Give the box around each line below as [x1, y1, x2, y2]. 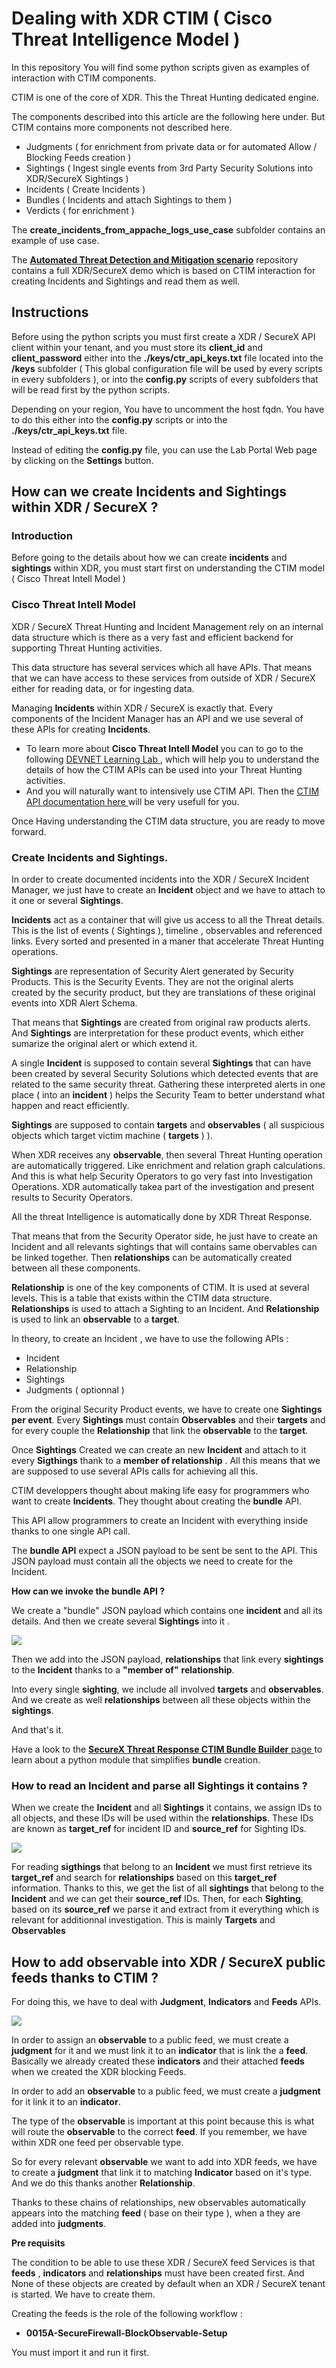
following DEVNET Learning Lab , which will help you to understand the [25, 753, 320, 765]
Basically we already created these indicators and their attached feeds [11, 2055, 305, 2067]
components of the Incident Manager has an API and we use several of [11, 712, 304, 724]
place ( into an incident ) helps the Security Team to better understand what [11, 1089, 326, 1101]
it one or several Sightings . [11, 895, 124, 907]
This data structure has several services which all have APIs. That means [11, 661, 313, 673]
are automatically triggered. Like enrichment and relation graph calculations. [11, 1160, 326, 1172]
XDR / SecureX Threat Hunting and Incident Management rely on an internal [11, 620, 324, 632]
